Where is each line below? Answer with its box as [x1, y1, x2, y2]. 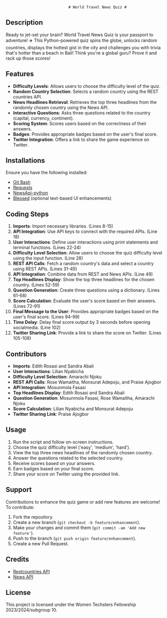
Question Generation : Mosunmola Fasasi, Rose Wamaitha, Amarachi [12, 395, 154, 401]
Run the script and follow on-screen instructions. [12, 439, 114, 445]
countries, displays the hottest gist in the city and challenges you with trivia [5, 44, 161, 50]
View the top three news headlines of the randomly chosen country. [12, 449, 153, 455]
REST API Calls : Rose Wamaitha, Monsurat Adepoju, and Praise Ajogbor [12, 379, 161, 385]
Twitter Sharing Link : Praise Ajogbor [12, 411, 89, 417]
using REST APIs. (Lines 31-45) [12, 266, 77, 272]
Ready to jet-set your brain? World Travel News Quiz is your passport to [5, 32, 154, 38]
